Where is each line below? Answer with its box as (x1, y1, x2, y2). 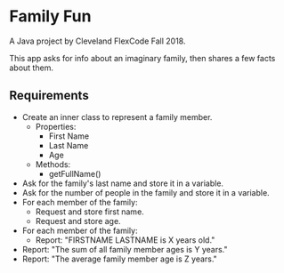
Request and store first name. (35, 206, 144, 217)
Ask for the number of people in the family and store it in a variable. (21, 187, 270, 197)
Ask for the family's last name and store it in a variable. (21, 178, 224, 189)
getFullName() (48, 168, 101, 179)
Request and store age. (35, 215, 122, 226)
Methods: (35, 158, 71, 170)
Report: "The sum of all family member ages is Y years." (21, 244, 228, 254)
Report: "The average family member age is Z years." (21, 253, 218, 264)
